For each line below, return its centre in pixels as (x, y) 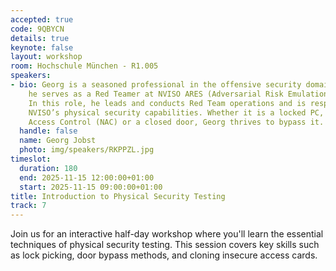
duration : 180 (48, 168)
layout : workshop (46, 57)
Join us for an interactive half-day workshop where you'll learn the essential (167, 234)
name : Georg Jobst (58, 141)
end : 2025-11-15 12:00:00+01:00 (87, 177)
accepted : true (42, 19)
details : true (40, 38)
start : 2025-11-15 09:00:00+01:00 (91, 187)
